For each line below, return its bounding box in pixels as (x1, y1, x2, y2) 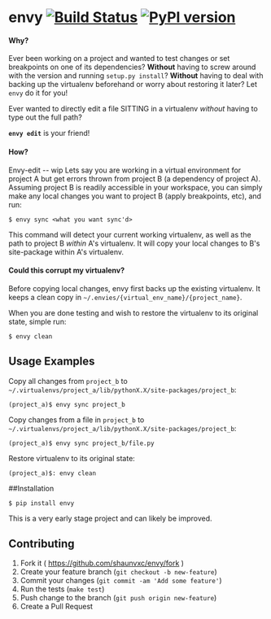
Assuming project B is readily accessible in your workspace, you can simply (8, 182, 263, 192)
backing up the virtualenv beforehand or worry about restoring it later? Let (8, 80, 258, 89)
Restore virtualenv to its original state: (8, 453, 136, 463)
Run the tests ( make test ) (20, 584, 105, 594)
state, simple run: (8, 316, 67, 326)
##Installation (8, 483, 55, 493)
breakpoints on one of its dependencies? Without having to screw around (8, 62, 256, 72)
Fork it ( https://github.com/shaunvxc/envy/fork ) (20, 558, 185, 569)
